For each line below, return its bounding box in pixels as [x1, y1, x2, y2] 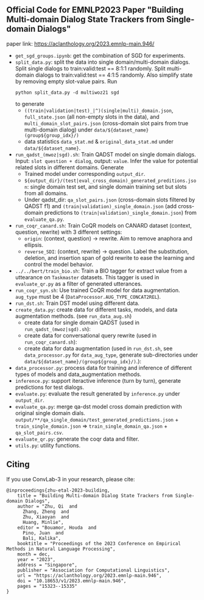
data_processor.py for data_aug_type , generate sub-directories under [24, 351, 199, 358]
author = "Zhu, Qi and [17, 503, 78, 509]
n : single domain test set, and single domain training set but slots [24, 183, 187, 190]
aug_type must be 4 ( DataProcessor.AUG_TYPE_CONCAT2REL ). [15, 293, 161, 300]
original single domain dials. [15, 409, 85, 416]
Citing [6, 459, 30, 470]
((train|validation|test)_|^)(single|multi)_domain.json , [24, 106, 174, 114]
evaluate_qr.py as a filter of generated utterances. [15, 280, 142, 287]
